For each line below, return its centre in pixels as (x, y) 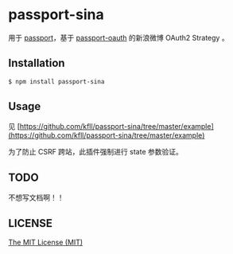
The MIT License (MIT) (46, 242)
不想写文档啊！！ (36, 197)
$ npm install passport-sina (56, 81)
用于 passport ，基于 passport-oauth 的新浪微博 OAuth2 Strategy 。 (118, 37)
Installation (37, 63)
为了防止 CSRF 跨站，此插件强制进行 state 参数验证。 (95, 152)
